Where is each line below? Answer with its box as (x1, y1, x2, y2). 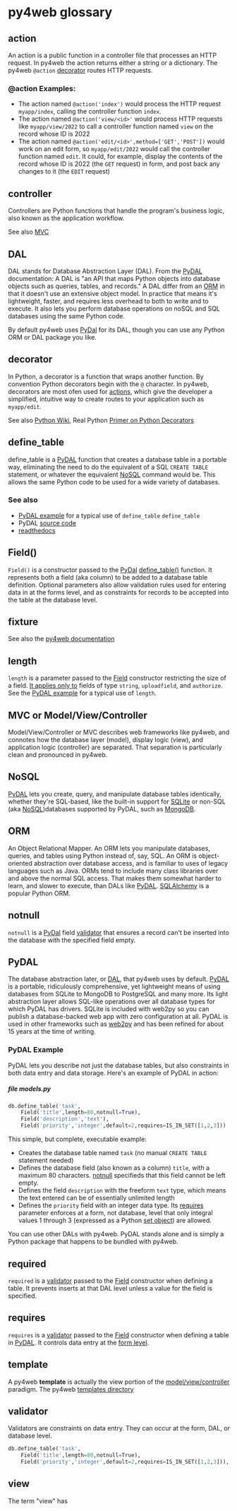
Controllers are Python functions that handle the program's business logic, (8, 206, 225, 215)
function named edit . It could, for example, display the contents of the (18, 153, 223, 161)
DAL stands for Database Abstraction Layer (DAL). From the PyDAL (8, 266, 203, 275)
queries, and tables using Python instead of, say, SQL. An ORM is (8, 852, 197, 860)
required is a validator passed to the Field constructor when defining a (8, 1276, 214, 1285)
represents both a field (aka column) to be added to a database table (8, 573, 208, 581)
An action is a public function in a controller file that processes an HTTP (8, 51, 217, 59)
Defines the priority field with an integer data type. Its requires (18, 1201, 204, 1210)
